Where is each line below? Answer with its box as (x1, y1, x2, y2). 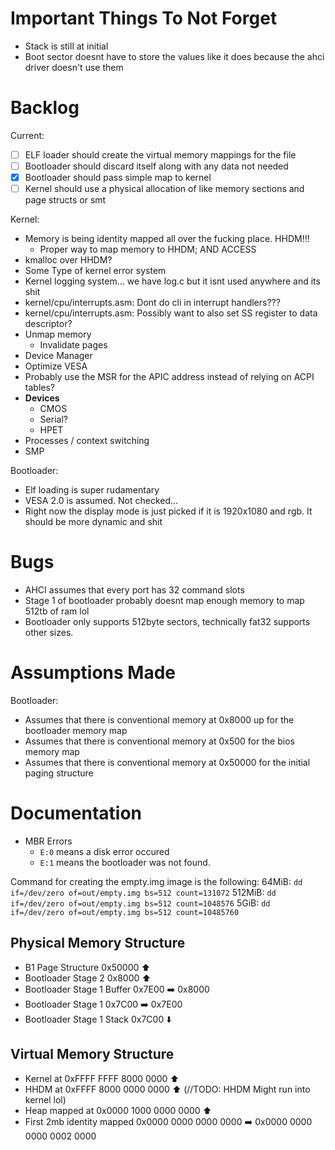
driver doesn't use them (24, 61, 124, 73)
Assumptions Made (10, 662, 177, 684)
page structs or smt (24, 194, 107, 206)
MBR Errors (24, 835, 73, 847)
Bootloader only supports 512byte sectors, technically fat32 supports (24, 616, 311, 628)
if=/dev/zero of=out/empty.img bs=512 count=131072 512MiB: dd (10, 886, 277, 898)
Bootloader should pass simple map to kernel (24, 172, 212, 183)
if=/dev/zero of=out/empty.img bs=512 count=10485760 (10, 907, 240, 917)
